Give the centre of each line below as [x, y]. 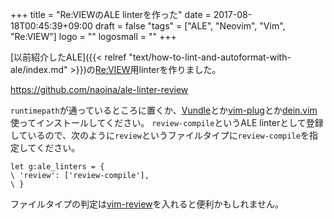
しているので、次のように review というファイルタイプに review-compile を [160, 135]
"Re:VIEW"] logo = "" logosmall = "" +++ [93, 36]
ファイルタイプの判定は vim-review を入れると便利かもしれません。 [147, 204]
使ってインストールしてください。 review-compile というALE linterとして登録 [167, 122]
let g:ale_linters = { [57, 167]
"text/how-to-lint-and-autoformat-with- [210, 57]
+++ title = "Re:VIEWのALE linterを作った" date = [111, 14]
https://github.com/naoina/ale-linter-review [99, 89]
